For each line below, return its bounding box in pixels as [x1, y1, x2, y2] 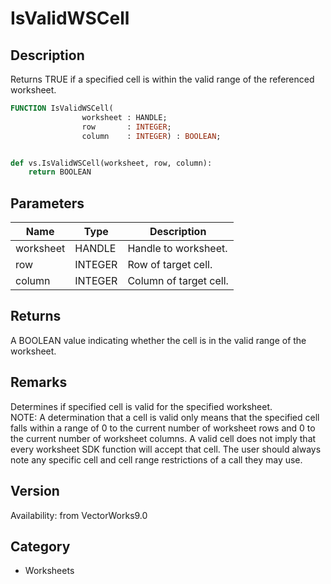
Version [10, 483, 60, 500]
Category [10, 538, 71, 555]
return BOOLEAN [28, 167, 92, 177]
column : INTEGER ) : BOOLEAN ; [81, 131, 222, 141]
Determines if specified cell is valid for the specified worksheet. [10, 400, 273, 412]
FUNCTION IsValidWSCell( [10, 103, 114, 113]
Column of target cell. [127, 274, 229, 288]
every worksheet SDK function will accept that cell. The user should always [10, 443, 322, 455]
